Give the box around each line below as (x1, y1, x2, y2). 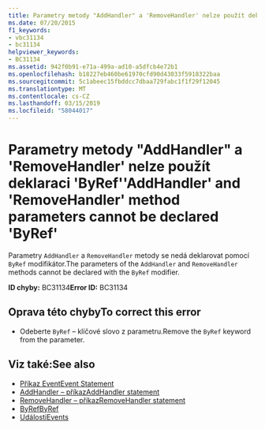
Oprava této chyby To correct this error (8, 305, 201, 319)
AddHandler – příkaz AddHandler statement (19, 387, 160, 397)
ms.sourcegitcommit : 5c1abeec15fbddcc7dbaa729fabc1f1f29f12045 (8, 77, 221, 85)
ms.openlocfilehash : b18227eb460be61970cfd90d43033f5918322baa (8, 70, 221, 78)
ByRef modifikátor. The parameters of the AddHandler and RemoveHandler (8, 259, 238, 268)
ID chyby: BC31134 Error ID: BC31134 (8, 282, 129, 292)
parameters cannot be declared (8, 208, 219, 226)
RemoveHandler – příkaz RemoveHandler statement (19, 395, 186, 405)
